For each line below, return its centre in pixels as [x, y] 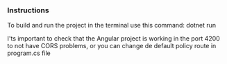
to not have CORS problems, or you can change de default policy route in [112, 46]
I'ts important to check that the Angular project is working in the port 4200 [113, 39]
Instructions [28, 10]
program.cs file [29, 53]
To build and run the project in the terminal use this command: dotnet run [112, 25]
